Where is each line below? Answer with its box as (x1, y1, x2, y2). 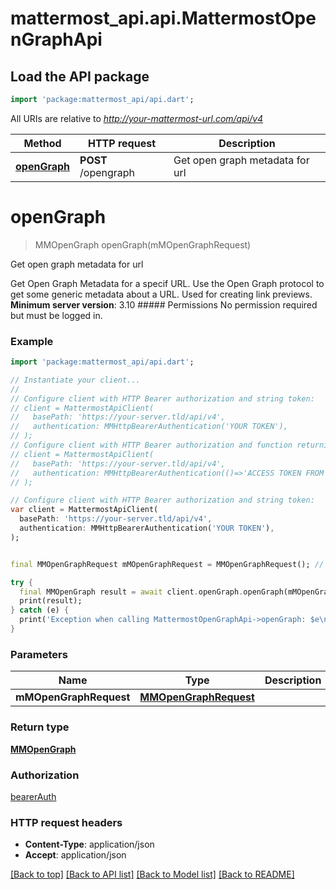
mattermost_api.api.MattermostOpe (10, 7, 317, 30)
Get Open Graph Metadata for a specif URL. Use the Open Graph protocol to (10, 277, 325, 289)
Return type (10, 720, 70, 734)
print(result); (19, 596, 83, 606)
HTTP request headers (10, 815, 123, 829)
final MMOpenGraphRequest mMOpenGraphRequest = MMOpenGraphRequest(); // (10, 559, 325, 569)
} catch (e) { (10, 605, 70, 616)
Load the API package (10, 68, 150, 85)
